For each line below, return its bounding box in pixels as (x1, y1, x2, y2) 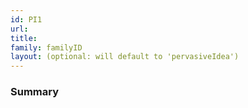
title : (10, 33, 38, 43)
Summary (10, 85, 60, 99)
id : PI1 (10, 14, 43, 25)
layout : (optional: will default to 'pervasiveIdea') (10, 52, 240, 62)
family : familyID (10, 42, 83, 53)
